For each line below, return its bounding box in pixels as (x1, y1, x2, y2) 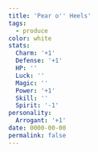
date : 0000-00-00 (8, 124, 67, 132)
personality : (8, 109, 52, 117)
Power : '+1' (15, 86, 56, 95)
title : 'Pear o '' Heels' (8, 11, 92, 20)
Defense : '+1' (15, 57, 63, 65)
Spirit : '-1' (15, 101, 59, 109)
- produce (15, 27, 48, 35)
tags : (8, 19, 27, 27)
